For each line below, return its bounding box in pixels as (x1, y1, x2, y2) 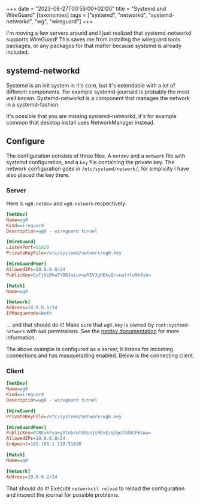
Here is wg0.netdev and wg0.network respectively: (6, 200, 127, 207)
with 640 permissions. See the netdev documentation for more (26, 328, 180, 335)
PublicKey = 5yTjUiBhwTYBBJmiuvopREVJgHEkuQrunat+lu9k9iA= (6, 272, 151, 278)
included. (6, 49, 29, 56)
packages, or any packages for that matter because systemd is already (6, 42, 182, 49)
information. (6, 334, 37, 341)
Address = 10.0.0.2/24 (6, 473, 58, 480)
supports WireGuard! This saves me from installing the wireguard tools (6, 36, 181, 43)
